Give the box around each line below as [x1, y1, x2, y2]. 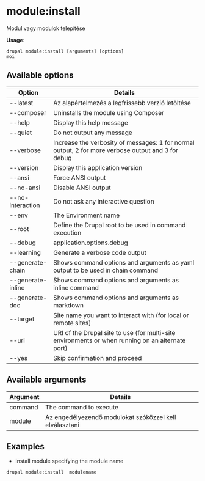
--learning [9, 248, 41, 257]
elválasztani [45, 420, 80, 429]
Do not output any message [52, 128, 132, 137]
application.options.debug [52, 238, 128, 247]
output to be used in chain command [52, 266, 159, 274]
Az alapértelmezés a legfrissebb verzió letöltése [52, 98, 191, 107]
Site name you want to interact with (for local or [52, 310, 189, 319]
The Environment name [52, 211, 120, 219]
